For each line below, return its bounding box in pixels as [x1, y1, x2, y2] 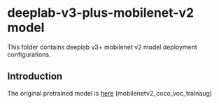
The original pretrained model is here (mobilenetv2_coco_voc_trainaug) [7, 89, 212, 97]
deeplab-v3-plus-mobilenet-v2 [7, 5, 195, 21]
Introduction [7, 70, 63, 82]
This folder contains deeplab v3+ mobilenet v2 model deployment [7, 43, 197, 51]
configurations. [7, 50, 51, 59]
